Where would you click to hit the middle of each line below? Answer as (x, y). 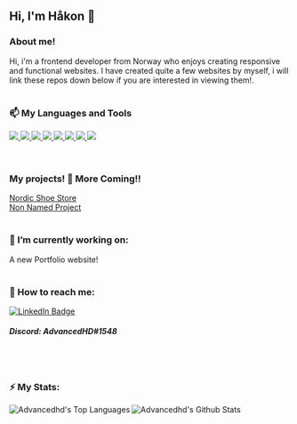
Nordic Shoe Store (43, 198)
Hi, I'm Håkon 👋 (52, 16)
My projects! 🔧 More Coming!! (75, 179)
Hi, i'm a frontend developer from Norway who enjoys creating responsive (145, 61)
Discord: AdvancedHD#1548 (63, 332)
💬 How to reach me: (52, 292)
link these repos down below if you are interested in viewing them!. (132, 80)
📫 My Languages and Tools (70, 113)
